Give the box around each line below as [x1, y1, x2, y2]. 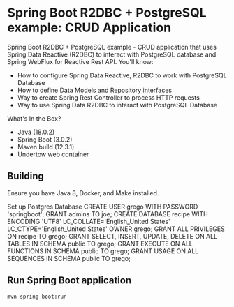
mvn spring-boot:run [7, 293, 68, 300]
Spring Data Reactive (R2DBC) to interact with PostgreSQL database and [7, 50, 217, 59]
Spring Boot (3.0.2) [17, 135, 73, 144]
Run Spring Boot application [7, 274, 132, 287]
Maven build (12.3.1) [17, 142, 75, 151]
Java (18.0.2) [17, 128, 55, 136]
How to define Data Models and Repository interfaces [17, 86, 173, 94]
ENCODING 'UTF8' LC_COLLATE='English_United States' [7, 217, 171, 225]
